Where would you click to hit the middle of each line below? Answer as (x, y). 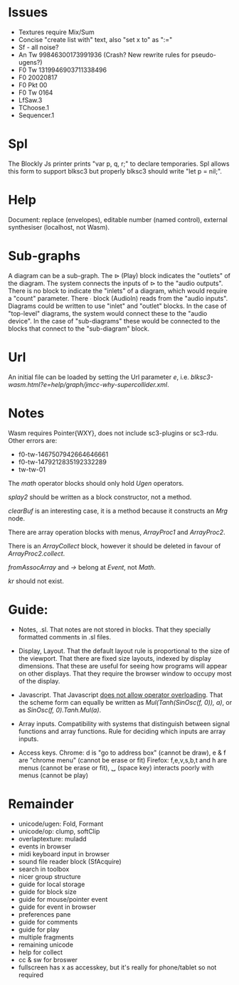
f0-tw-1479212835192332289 (63, 462)
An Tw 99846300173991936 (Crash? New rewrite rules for (104, 55)
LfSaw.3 (30, 100)
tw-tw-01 (32, 469)
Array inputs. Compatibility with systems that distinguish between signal (124, 723)
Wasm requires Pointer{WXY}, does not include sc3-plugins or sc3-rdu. (113, 433)
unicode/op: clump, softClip (59, 831)
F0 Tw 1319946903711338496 (63, 70)
